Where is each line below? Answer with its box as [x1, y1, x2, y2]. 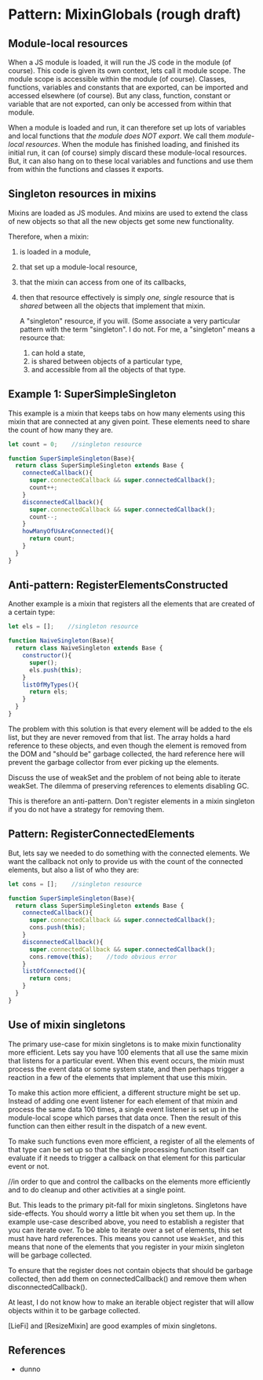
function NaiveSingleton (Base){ [8, 637, 114, 645]
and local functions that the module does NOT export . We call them [8, 131, 226, 141]
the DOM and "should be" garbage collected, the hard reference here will [8, 749, 245, 759]
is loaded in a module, [19, 247, 92, 256]
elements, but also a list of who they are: [8, 865, 140, 874]
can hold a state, [31, 348, 86, 357]
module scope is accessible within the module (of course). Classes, [8, 75, 227, 83]
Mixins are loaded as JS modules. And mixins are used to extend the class [8, 208, 249, 218]
